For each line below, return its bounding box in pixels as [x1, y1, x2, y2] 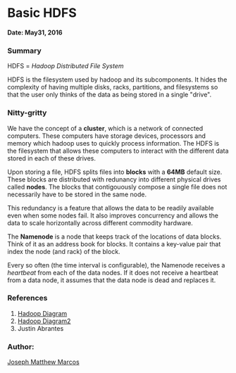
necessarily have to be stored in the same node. [7, 190, 147, 198]
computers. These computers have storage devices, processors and [7, 132, 206, 140]
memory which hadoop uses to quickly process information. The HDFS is [7, 139, 220, 147]
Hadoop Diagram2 [17, 317, 71, 325]
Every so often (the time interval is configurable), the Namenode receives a [7, 260, 225, 269]
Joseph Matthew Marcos [7, 358, 80, 367]
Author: [7, 341, 35, 351]
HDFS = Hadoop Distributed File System [7, 62, 125, 70]
